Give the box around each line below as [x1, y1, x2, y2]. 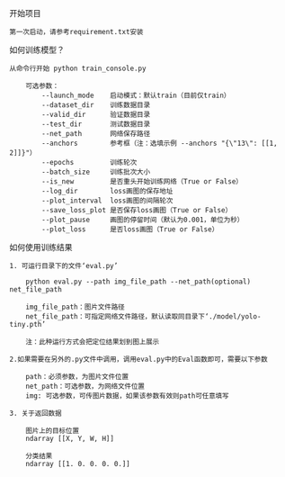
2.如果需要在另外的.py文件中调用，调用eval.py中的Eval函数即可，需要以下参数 [9, 355, 268, 364]
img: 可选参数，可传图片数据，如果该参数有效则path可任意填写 [25, 391, 229, 400]
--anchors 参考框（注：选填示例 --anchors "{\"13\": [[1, [41, 139, 278, 148]
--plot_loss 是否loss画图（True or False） [41, 225, 219, 234]
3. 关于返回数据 [9, 409, 62, 418]
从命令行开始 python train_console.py [9, 64, 147, 73]
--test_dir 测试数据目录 [41, 120, 151, 129]
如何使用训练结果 [9, 242, 73, 252]
